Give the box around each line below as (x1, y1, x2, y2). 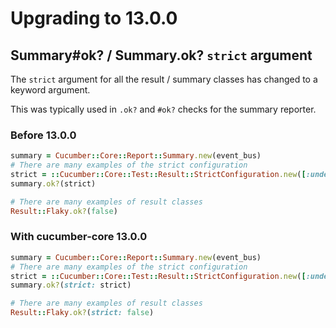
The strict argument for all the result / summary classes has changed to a (10, 73, 318, 85)
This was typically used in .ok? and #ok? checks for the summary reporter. (10, 103, 317, 115)
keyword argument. (10, 84, 91, 96)
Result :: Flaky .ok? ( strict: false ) (10, 308, 155, 318)
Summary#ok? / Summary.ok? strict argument (10, 47, 313, 64)
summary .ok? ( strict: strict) (10, 280, 132, 291)
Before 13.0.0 (10, 128, 77, 142)
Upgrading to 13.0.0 (10, 7, 178, 30)
